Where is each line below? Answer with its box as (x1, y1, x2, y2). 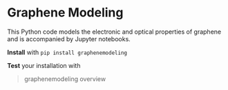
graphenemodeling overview (23, 74, 106, 83)
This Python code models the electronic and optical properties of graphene (7, 27, 222, 36)
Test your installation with (7, 61, 81, 69)
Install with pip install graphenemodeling (7, 48, 128, 56)
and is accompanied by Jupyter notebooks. (7, 34, 131, 43)
